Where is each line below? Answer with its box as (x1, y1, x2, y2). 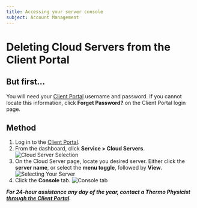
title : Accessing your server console (6, 8, 103, 15)
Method (6, 122, 37, 132)
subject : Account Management (6, 14, 79, 20)
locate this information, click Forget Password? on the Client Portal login (6, 99, 186, 106)
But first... (6, 77, 45, 87)
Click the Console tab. (14, 177, 71, 184)
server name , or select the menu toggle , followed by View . (14, 164, 163, 171)
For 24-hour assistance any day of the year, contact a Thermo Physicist (6, 188, 191, 195)
